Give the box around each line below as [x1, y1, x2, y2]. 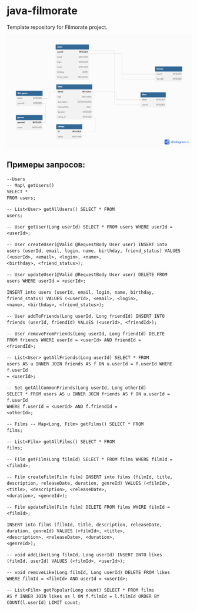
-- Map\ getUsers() [6, 183, 55, 189]
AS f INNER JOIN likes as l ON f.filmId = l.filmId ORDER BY [6, 593, 160, 600]
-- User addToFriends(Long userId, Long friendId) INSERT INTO [6, 313, 165, 320]
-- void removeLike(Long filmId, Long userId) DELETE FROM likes [6, 570, 170, 576]
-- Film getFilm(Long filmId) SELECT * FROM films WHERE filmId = [6, 456, 173, 462]
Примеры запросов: [6, 160, 86, 170]
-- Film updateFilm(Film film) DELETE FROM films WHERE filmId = [6, 504, 170, 511]
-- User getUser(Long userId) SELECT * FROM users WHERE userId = [6, 224, 173, 230]
